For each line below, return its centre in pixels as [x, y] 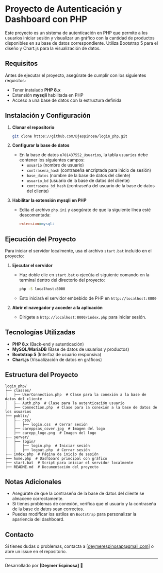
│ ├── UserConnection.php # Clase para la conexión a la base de [76, 394]
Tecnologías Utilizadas [40, 332]
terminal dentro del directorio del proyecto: [62, 280]
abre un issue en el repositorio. [36, 552]
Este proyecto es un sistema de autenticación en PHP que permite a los [76, 33]
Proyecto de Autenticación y [64, 9]
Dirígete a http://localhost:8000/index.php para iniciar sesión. [83, 317]
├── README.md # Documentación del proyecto [52, 467]
